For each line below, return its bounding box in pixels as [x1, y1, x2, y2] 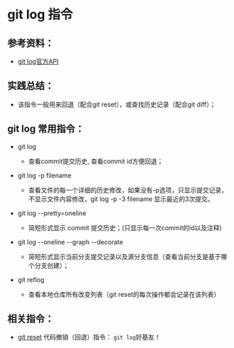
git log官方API [17, 58, 59, 65]
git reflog [17, 275, 45, 284]
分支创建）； [34, 261, 69, 270]
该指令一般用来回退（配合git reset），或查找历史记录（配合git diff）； [17, 100, 216, 109]
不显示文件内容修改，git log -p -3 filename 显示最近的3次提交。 [28, 195, 214, 203]
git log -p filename [17, 171, 72, 180]
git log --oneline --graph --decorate [17, 237, 123, 246]
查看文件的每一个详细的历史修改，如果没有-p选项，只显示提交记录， [28, 185, 228, 194]
